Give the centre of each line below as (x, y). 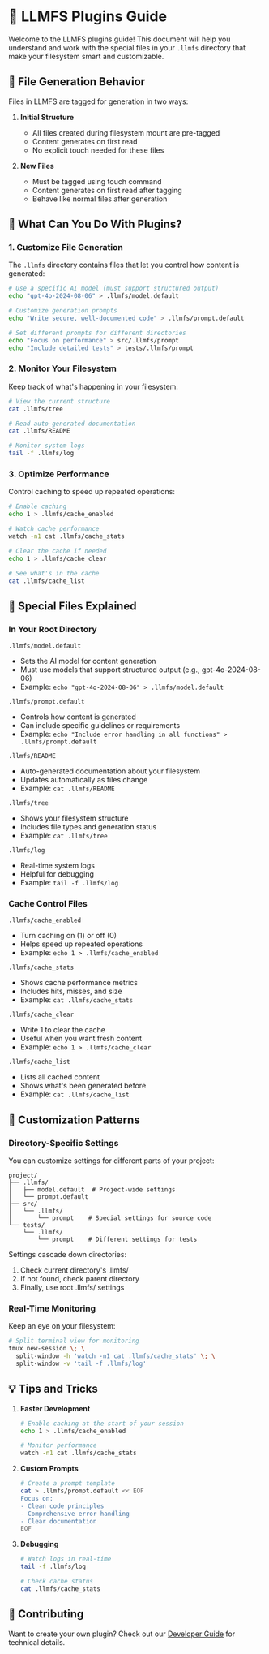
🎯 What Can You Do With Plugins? (95, 224)
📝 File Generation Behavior (77, 82)
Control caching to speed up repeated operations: (92, 492)
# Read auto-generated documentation (72, 424)
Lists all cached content (60, 1077)
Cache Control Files (48, 904)
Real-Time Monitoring (52, 1308)
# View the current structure (60, 401)
